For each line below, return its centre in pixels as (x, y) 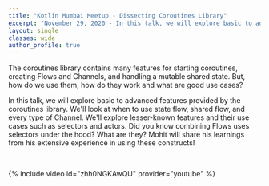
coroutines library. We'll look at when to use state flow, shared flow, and (127, 109)
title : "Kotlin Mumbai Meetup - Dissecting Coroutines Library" (118, 16)
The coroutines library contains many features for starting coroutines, (123, 68)
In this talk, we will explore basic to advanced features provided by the (124, 101)
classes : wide (32, 38)
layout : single (34, 30)
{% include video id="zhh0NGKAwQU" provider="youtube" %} (112, 174)
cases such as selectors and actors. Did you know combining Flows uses (129, 126)
